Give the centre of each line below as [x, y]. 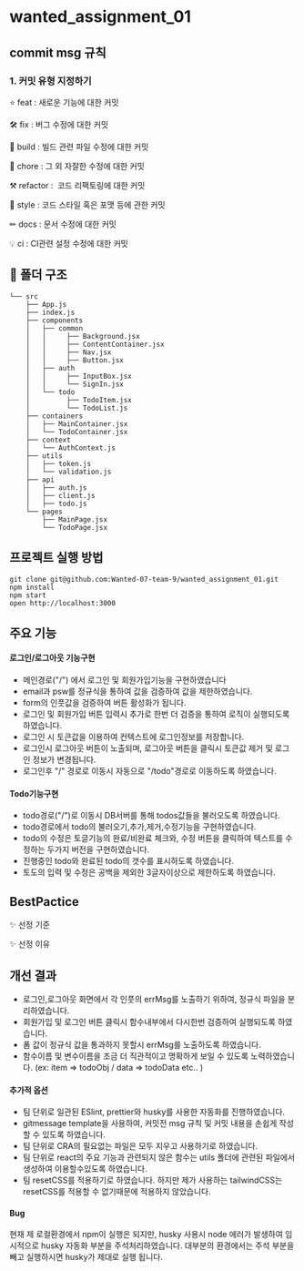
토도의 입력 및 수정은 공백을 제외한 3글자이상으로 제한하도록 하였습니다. [149, 872]
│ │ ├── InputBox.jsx [79, 376]
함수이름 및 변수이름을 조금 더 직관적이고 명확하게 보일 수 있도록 [135, 1056]
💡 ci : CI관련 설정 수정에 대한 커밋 [69, 243]
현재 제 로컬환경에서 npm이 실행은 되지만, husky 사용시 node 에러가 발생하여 [147, 1235]
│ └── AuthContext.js [71, 448]
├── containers [55, 416]
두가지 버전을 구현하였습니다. [98, 849]
